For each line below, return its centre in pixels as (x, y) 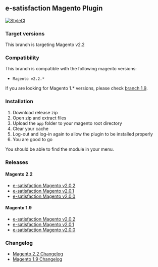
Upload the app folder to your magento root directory (67, 123)
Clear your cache (31, 128)
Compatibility (22, 58)
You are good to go (33, 139)
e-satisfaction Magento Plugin (54, 8)
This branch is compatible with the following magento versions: (71, 69)
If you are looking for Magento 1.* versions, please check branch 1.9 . (76, 88)
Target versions (25, 33)
